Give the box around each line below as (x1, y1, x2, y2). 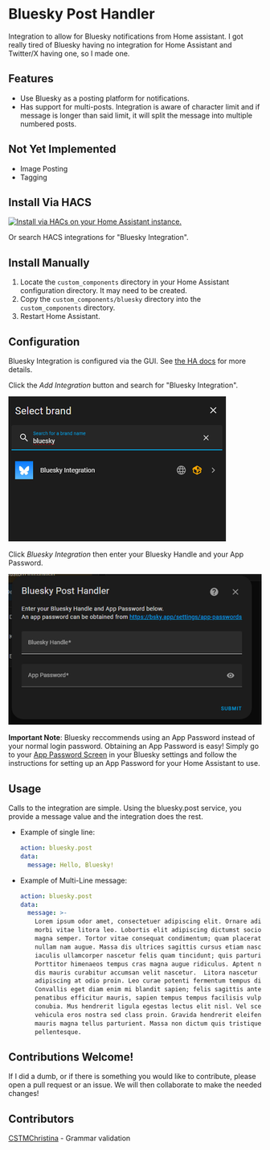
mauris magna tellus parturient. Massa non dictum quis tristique (35, 1020, 262, 1028)
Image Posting (19, 163, 68, 173)
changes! (8, 1089, 39, 1098)
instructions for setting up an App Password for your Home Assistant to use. (8, 759, 260, 768)
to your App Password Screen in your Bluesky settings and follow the (8, 750, 237, 759)
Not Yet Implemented (8, 143, 117, 156)
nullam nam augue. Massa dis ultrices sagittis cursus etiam (35, 943, 243, 951)
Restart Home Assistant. (19, 312, 100, 321)
